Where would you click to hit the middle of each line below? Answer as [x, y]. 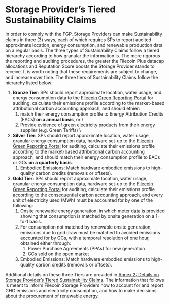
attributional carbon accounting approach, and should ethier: [76, 108]
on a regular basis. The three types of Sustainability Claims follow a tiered [82, 50]
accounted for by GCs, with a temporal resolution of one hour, [85, 238]
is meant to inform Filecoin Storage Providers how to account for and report [84, 285]
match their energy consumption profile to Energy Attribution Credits [92, 114]
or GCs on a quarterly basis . [43, 162]
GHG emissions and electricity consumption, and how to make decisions [81, 290]
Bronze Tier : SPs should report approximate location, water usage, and [87, 92]
